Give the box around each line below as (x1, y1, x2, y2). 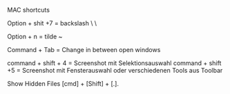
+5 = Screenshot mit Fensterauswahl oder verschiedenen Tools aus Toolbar (7, 67, 223, 74)
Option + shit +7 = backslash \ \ (7, 19, 97, 27)
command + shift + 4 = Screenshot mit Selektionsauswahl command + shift (7, 59, 222, 67)
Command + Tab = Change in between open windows (7, 46, 161, 54)
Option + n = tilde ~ (7, 32, 63, 40)
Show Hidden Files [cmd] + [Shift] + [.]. (7, 80, 119, 88)
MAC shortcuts (7, 6, 50, 14)
